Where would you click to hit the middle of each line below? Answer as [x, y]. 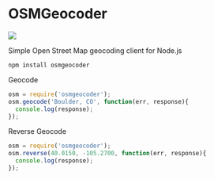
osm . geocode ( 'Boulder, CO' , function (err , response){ [99, 101]
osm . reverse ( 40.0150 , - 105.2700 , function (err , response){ [107, 154]
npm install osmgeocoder [49, 65]
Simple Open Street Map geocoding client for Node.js [95, 50]
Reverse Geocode [38, 131]
